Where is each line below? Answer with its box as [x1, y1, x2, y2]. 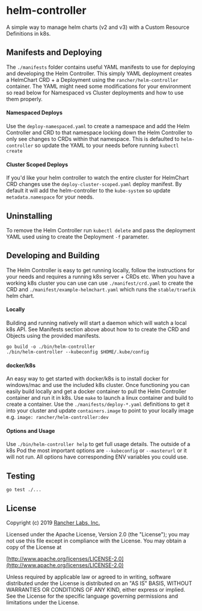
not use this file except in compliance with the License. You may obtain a [6, 537, 186, 545]
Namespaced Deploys [6, 109, 63, 116]
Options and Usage [6, 427, 55, 434]
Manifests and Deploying [6, 48, 102, 58]
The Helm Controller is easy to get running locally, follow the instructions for [6, 266, 195, 274]
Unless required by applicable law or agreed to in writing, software [6, 573, 171, 581]
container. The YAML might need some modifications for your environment [6, 82, 191, 90]
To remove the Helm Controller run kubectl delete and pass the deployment [6, 226, 195, 234]
